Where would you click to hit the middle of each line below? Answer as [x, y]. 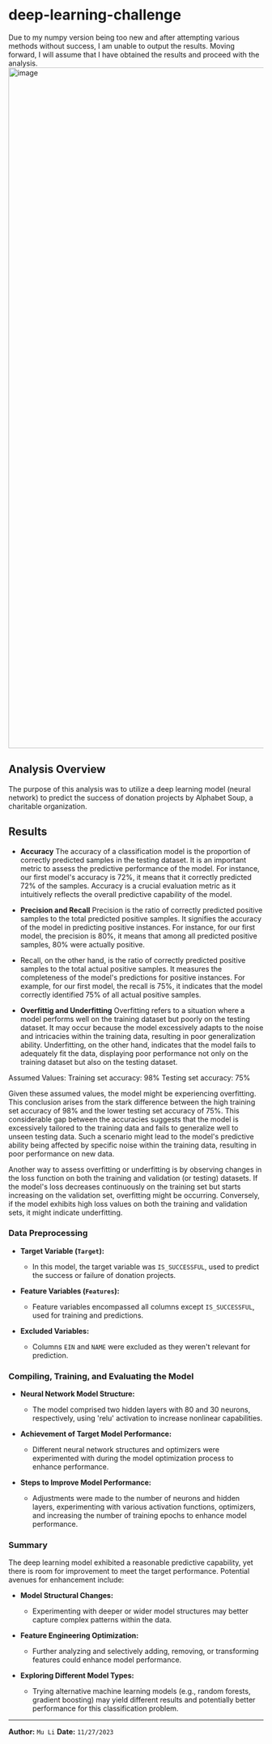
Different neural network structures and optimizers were [126, 1450]
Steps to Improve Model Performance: [85, 1483]
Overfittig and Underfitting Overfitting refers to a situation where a [132, 1010]
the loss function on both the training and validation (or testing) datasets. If [133, 1178]
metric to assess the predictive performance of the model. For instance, [140, 868]
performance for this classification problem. [105, 1708]
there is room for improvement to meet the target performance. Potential [129, 1571]
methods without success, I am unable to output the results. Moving [121, 45]
